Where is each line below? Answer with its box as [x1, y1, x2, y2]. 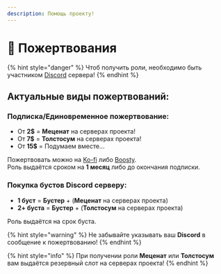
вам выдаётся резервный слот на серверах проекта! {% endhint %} [7, 259, 208, 267]
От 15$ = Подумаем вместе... [17, 142, 105, 150]
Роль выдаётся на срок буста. [7, 217, 97, 225]
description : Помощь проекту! [7, 10, 95, 17]
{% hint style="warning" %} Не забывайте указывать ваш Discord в [7, 230, 206, 239]
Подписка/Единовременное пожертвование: [7, 111, 169, 121]
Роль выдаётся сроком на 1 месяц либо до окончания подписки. [7, 163, 200, 171]
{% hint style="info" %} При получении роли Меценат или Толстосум [7, 251, 214, 259]
